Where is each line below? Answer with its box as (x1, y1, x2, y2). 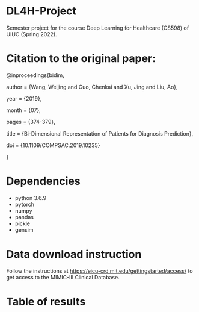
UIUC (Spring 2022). (6, 30, 57, 37)
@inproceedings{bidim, (6, 71, 64, 79)
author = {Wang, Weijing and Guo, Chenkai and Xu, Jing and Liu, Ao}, (6, 83, 179, 90)
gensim (14, 226, 34, 233)
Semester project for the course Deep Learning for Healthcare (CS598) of (6, 24, 189, 31)
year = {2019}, (6, 95, 42, 102)
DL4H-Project (6, 4, 77, 18)
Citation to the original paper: (6, 52, 156, 66)
